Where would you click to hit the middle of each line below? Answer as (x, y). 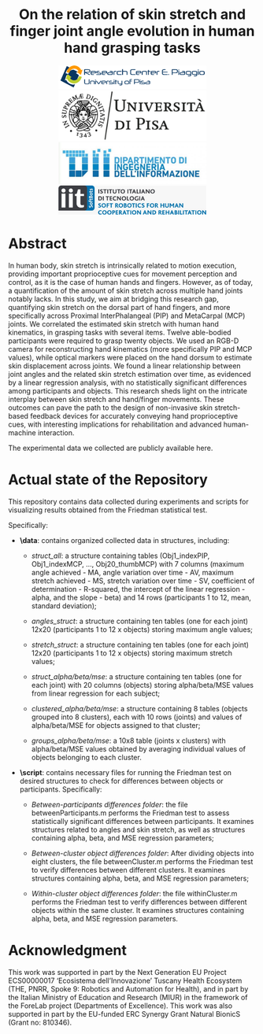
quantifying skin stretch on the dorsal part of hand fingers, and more (119, 307)
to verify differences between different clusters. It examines (128, 870)
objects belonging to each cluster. (86, 757)
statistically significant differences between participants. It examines (143, 821)
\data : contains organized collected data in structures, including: (124, 540)
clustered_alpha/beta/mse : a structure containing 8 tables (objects (139, 708)
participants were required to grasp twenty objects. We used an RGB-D (124, 341)
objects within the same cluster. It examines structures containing (138, 910)
